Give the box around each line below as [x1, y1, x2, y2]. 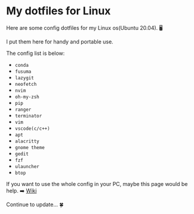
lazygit [14, 75, 34, 81]
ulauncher [14, 163, 40, 169]
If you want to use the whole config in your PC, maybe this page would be [6, 180, 188, 187]
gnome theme [14, 144, 45, 150]
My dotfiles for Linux [6, 4, 111, 18]
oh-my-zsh [14, 94, 40, 100]
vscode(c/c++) [14, 125, 50, 132]
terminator [14, 113, 42, 119]
